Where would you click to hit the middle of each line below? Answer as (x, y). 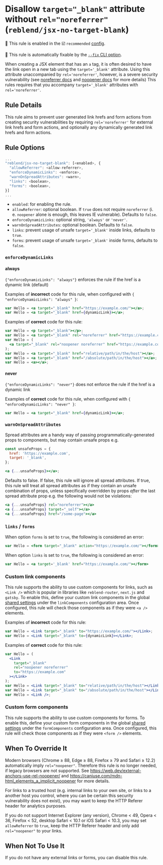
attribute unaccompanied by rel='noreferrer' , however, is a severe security (81, 74)
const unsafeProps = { (28, 449)
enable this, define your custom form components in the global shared (75, 723)
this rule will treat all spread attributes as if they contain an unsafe (71, 486)
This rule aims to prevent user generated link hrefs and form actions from (78, 117)
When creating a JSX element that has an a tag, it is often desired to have (78, 64)
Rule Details (24, 105)
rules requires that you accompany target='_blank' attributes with (72, 85)
